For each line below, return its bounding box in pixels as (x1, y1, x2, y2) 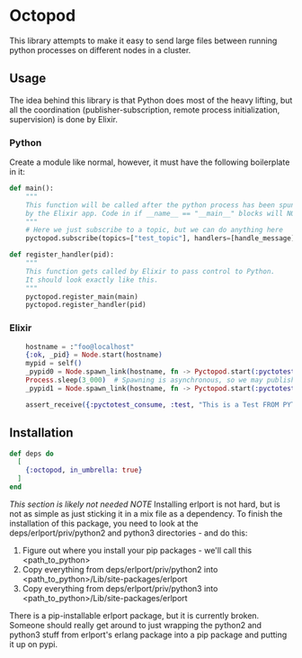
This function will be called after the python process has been (25, 200, 276, 210)
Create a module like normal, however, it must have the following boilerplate (9, 157, 290, 167)
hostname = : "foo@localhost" (25, 342, 135, 351)
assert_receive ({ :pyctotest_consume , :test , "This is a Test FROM (25, 400, 280, 410)
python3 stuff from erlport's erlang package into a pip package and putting (9, 629, 288, 640)
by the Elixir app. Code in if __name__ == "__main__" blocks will (25, 209, 283, 218)
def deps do (9, 449, 54, 458)
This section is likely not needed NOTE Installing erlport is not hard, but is (9, 499, 281, 509)
